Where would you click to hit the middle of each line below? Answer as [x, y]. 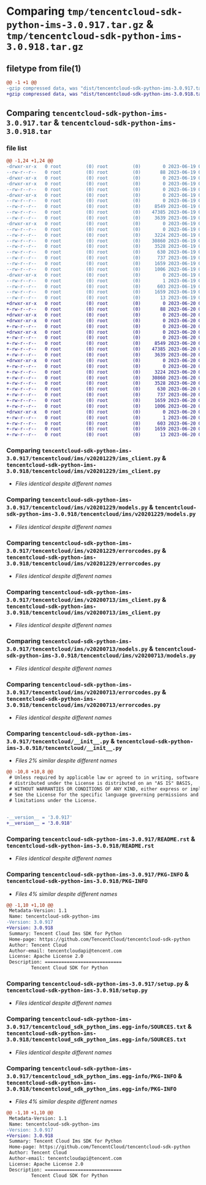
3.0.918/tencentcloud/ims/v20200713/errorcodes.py [83, 705]
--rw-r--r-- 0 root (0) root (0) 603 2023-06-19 [101, 287]
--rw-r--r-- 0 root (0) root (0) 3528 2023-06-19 [101, 247]
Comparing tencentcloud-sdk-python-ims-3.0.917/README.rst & [101, 839]
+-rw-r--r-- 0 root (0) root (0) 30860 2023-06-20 [101, 378]
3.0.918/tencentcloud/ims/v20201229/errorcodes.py [83, 563]
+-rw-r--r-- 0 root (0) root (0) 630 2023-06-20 [101, 389]
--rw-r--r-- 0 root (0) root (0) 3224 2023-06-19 [101, 235]
